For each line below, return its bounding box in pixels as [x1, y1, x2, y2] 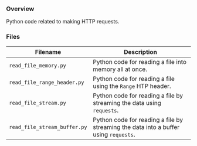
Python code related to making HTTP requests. [6, 18, 120, 25]
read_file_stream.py [9, 99, 66, 106]
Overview [6, 5, 35, 13]
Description [124, 47, 157, 56]
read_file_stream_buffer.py [9, 124, 87, 130]
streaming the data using [93, 99, 161, 107]
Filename [35, 47, 62, 56]
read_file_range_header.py [9, 79, 84, 86]
